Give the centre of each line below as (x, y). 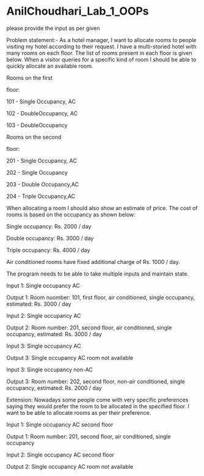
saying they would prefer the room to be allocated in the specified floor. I (98, 406)
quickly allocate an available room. (50, 66)
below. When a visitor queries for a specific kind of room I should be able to (101, 59)
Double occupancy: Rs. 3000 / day (50, 238)
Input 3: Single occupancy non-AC (50, 369)
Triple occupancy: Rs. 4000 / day (48, 250)
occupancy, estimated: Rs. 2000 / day (54, 388)
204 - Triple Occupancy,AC (41, 196)
